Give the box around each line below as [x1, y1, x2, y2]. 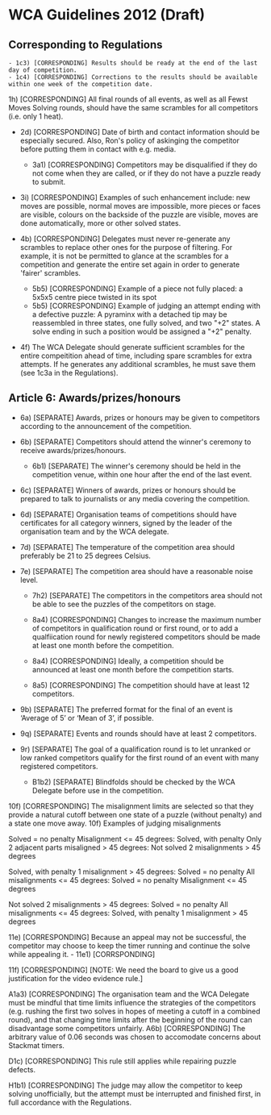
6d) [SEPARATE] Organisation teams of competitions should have [19, 510, 237, 519]
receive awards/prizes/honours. [19, 445, 127, 455]
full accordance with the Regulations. [8, 1097, 132, 1107]
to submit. [31, 177, 66, 186]
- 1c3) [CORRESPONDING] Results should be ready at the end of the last [8, 59, 258, 67]
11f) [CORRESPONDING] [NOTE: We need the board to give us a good [8, 965, 240, 975]
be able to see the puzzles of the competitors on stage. [31, 599, 216, 609]
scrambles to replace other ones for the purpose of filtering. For [19, 243, 233, 252]
